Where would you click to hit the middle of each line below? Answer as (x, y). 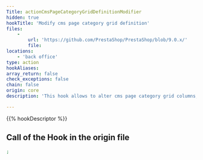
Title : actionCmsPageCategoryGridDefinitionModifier (74, 12)
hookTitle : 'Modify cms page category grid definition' (78, 23)
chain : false (23, 85)
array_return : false (32, 74)
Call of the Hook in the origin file (68, 137)
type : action (23, 62)
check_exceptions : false (37, 79)
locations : (20, 51)
